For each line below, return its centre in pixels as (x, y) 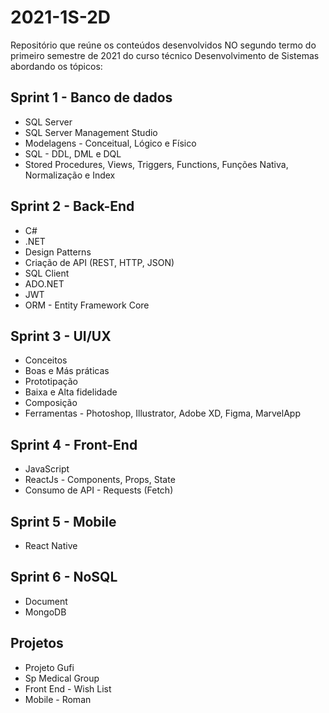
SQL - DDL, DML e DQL (73, 153)
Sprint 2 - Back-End (72, 206)
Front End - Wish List (68, 688)
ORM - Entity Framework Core (87, 305)
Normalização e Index (70, 175)
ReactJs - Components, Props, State (100, 480)
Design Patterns (58, 252)
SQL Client (47, 273)
